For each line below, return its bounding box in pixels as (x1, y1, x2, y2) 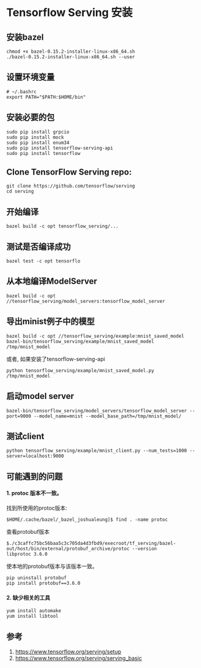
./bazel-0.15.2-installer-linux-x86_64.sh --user (6, 54, 136, 60)
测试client (6, 431, 45, 441)
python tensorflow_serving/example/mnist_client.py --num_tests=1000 (6, 448, 188, 454)
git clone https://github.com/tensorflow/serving (6, 183, 136, 189)
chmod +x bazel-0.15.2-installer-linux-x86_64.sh (6, 48, 136, 55)
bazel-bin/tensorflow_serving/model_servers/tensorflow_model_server (6, 408, 188, 414)
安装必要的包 (6, 112, 55, 123)
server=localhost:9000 (6, 453, 64, 460)
